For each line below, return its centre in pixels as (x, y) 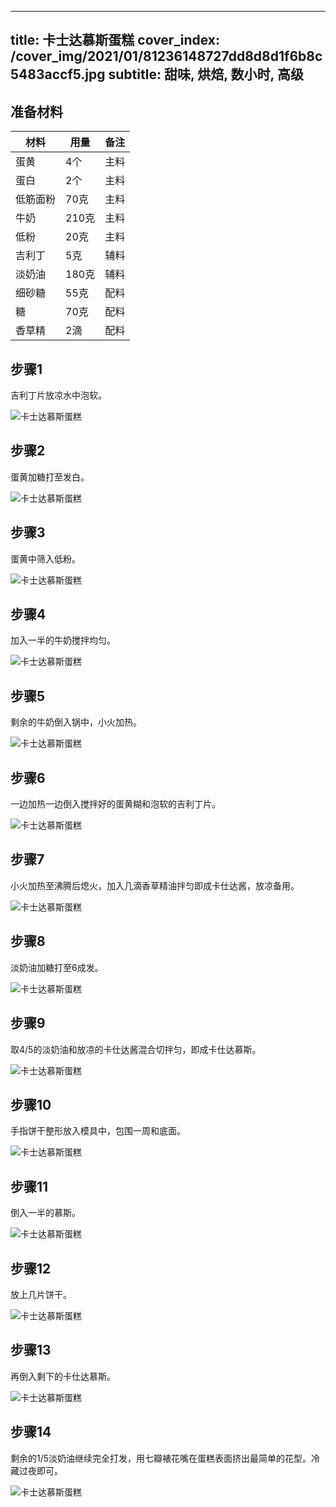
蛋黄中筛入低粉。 (45, 558)
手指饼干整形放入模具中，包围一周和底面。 (98, 1131)
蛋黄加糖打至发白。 (50, 477)
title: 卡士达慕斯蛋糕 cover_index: (115, 40)
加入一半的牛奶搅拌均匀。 (63, 640)
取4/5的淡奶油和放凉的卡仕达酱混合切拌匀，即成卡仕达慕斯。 (136, 1049)
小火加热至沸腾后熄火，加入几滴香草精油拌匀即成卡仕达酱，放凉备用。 (155, 885)
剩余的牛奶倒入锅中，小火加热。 (76, 722)
